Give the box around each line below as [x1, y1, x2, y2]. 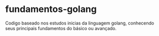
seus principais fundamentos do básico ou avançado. [5, 25, 117, 31]
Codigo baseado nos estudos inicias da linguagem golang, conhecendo [5, 20, 154, 26]
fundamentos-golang [5, 3, 97, 15]
